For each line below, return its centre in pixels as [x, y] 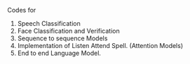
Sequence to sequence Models [62, 38]
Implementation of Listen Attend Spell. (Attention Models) [100, 46]
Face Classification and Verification [69, 31]
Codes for [22, 10]
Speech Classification [49, 23]
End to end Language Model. [59, 53]
